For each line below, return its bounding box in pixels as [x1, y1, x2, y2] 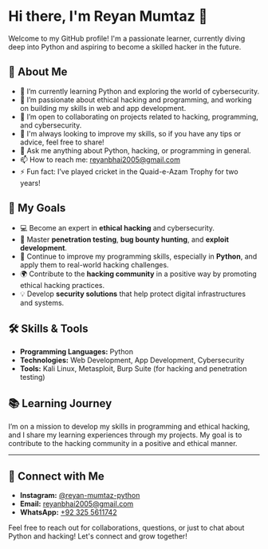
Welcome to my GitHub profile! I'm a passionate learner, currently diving [8, 34, 246, 43]
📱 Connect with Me [8, 469, 105, 483]
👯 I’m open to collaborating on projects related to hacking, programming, [19, 112, 259, 121]
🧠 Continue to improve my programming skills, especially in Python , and [19, 251, 258, 261]
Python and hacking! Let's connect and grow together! [8, 531, 187, 541]
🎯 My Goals [8, 201, 66, 215]
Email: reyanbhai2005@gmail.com [19, 499, 134, 508]
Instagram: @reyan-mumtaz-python [19, 491, 140, 500]
